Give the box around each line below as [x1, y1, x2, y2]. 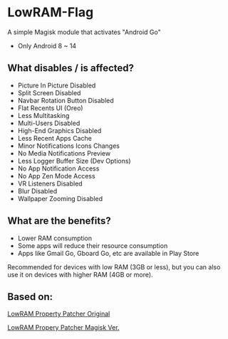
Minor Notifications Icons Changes [17, 141, 120, 150]
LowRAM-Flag [7, 4, 94, 21]
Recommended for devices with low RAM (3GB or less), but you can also [7, 262, 221, 271]
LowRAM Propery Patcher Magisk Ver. [7, 323, 120, 332]
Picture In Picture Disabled [17, 81, 96, 90]
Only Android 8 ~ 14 [17, 41, 77, 50]
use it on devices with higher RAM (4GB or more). [7, 270, 153, 279]
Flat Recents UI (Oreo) [17, 104, 83, 112]
